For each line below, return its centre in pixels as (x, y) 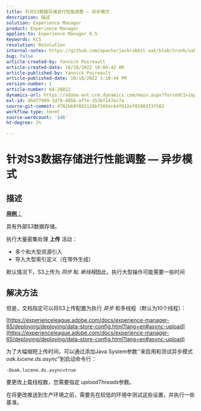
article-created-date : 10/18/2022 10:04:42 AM (65, 67)
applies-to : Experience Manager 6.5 (52, 34)
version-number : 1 (29, 84)
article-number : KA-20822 (38, 90)
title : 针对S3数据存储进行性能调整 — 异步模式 (58, 12)
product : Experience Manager (42, 28)
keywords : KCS (24, 39)
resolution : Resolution (36, 45)
